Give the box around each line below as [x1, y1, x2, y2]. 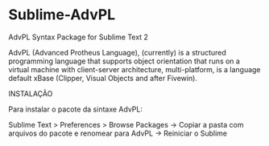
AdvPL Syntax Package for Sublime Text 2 [8, 32, 149, 42]
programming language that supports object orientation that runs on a [8, 56, 240, 66]
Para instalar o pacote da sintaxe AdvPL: [8, 104, 143, 114]
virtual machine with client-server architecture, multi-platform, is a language [8, 64, 261, 74]
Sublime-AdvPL [8, 6, 116, 24]
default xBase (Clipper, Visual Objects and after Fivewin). [8, 73, 197, 83]
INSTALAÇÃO [8, 88, 53, 98]
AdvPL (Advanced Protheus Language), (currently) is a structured [8, 47, 227, 57]
